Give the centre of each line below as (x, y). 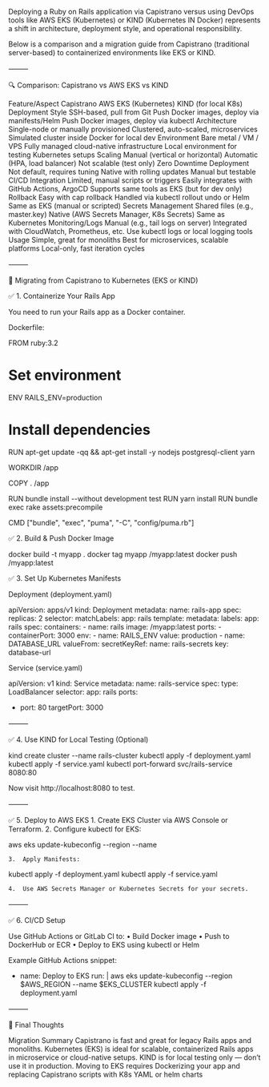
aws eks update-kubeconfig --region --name (83, 844)
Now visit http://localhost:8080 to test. (72, 787)
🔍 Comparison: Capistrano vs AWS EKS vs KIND (88, 85)
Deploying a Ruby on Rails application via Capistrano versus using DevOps (131, 12)
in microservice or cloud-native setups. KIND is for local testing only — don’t (134, 1057)
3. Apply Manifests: (44, 859)
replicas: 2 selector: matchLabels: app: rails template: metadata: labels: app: (134, 618)
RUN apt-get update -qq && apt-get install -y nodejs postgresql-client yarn (132, 452)
